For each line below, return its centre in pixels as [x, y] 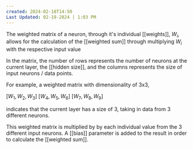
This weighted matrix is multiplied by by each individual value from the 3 [94, 127]
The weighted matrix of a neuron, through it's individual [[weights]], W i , [93, 35]
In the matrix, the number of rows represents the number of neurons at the [97, 61]
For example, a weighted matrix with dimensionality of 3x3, [78, 85]
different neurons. [28, 115]
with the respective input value [44, 49]
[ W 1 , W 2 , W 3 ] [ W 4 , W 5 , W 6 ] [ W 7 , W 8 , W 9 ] [55, 97]
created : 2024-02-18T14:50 [39, 12]
